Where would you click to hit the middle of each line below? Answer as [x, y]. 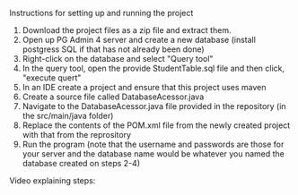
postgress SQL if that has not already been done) [113, 49]
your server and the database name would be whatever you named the [153, 154]
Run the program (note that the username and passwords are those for [153, 144]
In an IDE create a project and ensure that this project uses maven [144, 87]
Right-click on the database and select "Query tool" [118, 59]
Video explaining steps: [53, 181]
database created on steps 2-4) [81, 163]
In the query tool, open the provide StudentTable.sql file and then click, [153, 68]
